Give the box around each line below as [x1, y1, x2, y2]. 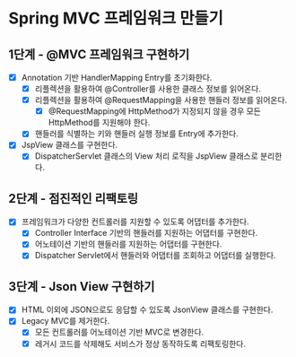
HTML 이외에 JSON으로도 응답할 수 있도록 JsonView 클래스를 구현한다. [21, 304, 274, 315]
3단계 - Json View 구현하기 [8, 279, 155, 294]
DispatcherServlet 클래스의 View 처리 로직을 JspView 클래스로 [34, 151, 259, 161]
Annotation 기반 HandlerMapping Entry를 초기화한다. [21, 73, 213, 83]
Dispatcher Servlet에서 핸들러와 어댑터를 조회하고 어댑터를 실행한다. [34, 250, 276, 261]
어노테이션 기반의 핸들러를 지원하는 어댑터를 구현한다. [34, 239, 222, 249]
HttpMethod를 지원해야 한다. [48, 118, 151, 128]
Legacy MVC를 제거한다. [21, 316, 110, 327]
